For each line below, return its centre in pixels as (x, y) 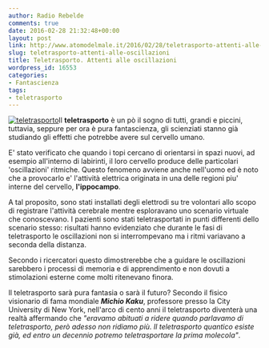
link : (17, 46)
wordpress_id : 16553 (43, 68)
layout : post (30, 38)
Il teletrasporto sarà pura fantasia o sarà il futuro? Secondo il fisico (118, 293)
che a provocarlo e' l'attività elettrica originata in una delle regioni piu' (123, 178)
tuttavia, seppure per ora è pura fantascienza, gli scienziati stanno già (123, 129)
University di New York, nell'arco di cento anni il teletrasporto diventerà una (133, 310)
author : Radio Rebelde (46, 16)
